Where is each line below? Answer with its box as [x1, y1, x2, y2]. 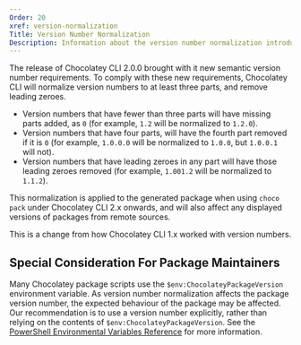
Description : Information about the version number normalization [9, 38, 262, 47]
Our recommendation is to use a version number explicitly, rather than [9, 307, 267, 318]
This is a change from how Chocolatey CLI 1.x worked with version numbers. [9, 229, 292, 240]
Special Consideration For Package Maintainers [9, 254, 280, 270]
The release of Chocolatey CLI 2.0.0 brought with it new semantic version [9, 63, 280, 73]
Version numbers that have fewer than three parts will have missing [21, 108, 271, 119]
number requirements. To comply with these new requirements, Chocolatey [9, 73, 288, 83]
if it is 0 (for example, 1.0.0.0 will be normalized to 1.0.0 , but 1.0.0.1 [21, 137, 278, 148]
